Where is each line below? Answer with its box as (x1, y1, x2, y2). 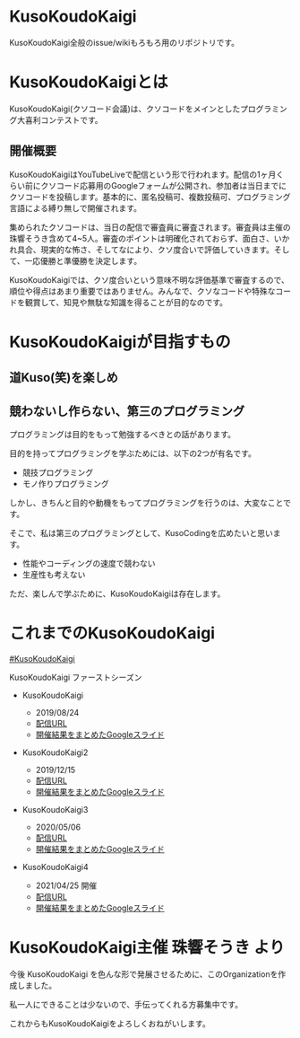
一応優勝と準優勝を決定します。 (24, 255, 141, 266)
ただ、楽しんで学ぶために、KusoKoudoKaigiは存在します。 (9, 588, 226, 599)
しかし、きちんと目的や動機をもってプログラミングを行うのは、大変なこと (9, 497, 284, 508)
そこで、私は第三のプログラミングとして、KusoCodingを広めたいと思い (9, 528, 273, 539)
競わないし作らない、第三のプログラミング (9, 403, 244, 418)
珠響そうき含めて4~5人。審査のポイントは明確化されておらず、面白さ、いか (9, 233, 290, 243)
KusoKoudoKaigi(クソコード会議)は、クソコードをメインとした (9, 103, 241, 114)
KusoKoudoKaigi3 (21, 805, 89, 815)
